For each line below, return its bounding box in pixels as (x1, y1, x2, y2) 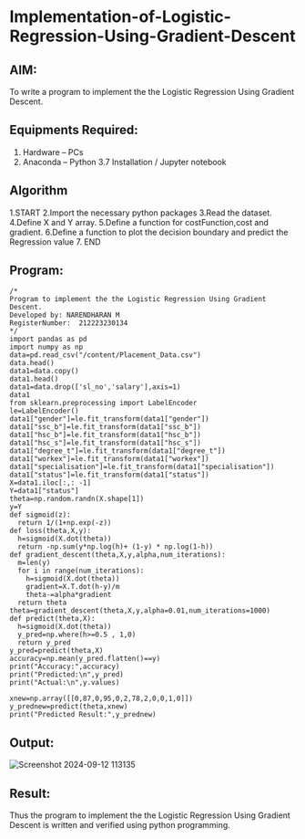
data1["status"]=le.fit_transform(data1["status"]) (9, 470, 209, 480)
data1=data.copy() (9, 367, 79, 376)
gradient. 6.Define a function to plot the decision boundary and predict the (9, 226, 289, 237)
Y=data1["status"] (9, 487, 79, 496)
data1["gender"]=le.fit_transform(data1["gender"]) (9, 414, 209, 424)
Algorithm (9, 183, 68, 198)
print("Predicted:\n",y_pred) (9, 670, 125, 679)
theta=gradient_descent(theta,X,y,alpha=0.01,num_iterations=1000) (9, 606, 271, 615)
